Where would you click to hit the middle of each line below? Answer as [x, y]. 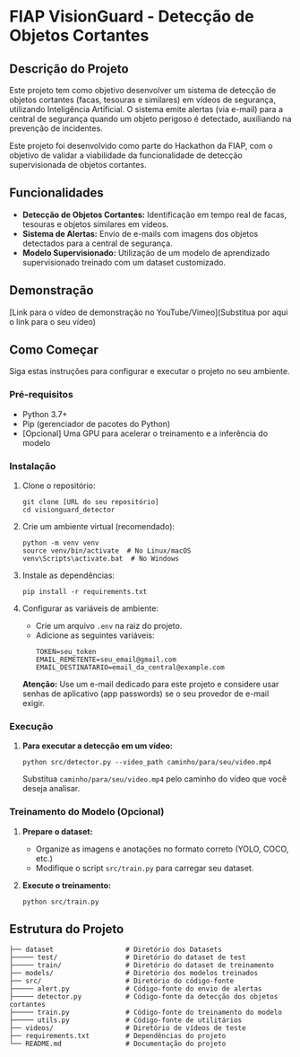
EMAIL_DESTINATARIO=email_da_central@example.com [130, 668]
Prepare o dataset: [57, 831]
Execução [31, 726]
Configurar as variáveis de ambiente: [90, 608]
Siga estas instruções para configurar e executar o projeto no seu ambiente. [150, 371]
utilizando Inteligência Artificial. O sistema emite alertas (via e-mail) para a [146, 109]
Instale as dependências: [68, 575]
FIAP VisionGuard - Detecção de [132, 17]
